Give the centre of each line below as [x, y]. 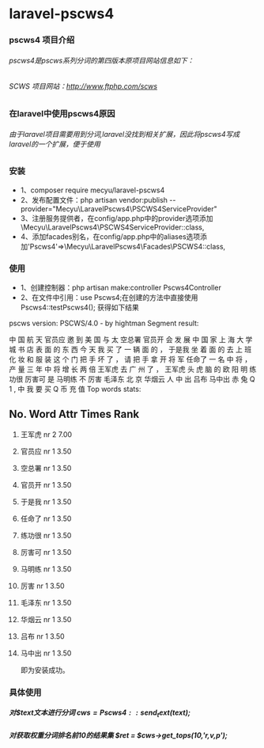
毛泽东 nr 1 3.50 [46, 602]
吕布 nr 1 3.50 [43, 636]
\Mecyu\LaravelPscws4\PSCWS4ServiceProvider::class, [112, 227]
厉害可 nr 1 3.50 [46, 552]
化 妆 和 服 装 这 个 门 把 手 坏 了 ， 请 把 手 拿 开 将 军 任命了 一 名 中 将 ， [130, 359]
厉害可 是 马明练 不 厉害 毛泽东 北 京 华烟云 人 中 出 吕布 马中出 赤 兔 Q [140, 379]
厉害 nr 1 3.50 [43, 586]
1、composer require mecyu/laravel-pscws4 [92, 190]
